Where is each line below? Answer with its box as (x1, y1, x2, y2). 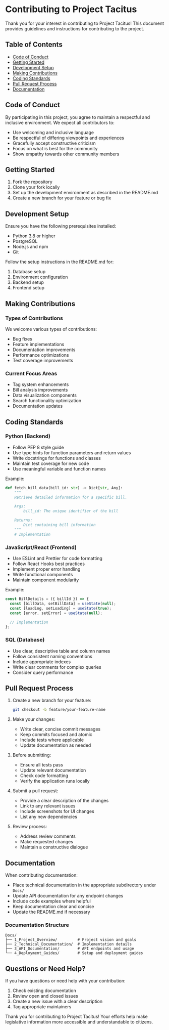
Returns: (14, 518, 33, 523)
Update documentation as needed (20, 742, 91, 748)
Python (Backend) (5, 433, 50, 440)
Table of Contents (5, 40, 63, 49)
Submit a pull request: (12, 788, 59, 794)
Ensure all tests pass (20, 762, 63, 768)
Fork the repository (12, 179, 53, 185)
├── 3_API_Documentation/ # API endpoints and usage (5, 946, 135, 952)
